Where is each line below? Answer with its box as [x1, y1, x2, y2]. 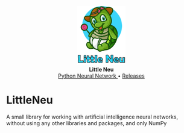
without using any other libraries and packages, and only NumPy [6, 119, 167, 126]
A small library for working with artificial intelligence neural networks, [6, 113, 179, 120]
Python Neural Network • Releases [58, 72, 145, 79]
